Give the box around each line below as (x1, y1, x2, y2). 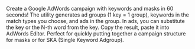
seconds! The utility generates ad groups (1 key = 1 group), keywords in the (6, 11, 189, 18)
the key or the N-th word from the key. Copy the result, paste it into (6, 24, 170, 31)
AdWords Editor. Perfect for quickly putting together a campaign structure (6, 30, 186, 37)
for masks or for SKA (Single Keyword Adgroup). (6, 37, 124, 43)
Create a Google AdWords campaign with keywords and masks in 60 (6, 5, 174, 12)
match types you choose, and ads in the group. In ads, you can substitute (6, 18, 185, 24)
